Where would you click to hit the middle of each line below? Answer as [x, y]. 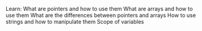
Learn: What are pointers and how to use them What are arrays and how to [99, 9]
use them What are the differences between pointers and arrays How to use [101, 15]
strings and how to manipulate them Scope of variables [75, 22]
